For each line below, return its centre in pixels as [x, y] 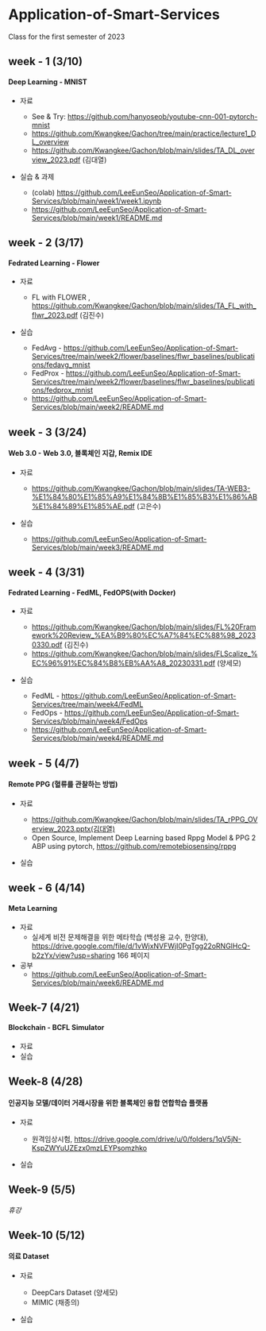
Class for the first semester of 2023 [67, 37]
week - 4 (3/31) [46, 572]
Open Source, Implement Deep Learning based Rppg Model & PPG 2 [144, 837]
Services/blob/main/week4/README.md [98, 738]
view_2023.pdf [56, 160]
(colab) [43, 192]
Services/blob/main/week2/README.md [98, 407]
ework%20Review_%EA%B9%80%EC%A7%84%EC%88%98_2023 [144, 635]
